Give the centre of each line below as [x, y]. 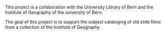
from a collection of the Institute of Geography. [53, 27]
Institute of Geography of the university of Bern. [54, 12]
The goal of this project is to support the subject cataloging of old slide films [83, 22]
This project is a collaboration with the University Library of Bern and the [79, 7]
